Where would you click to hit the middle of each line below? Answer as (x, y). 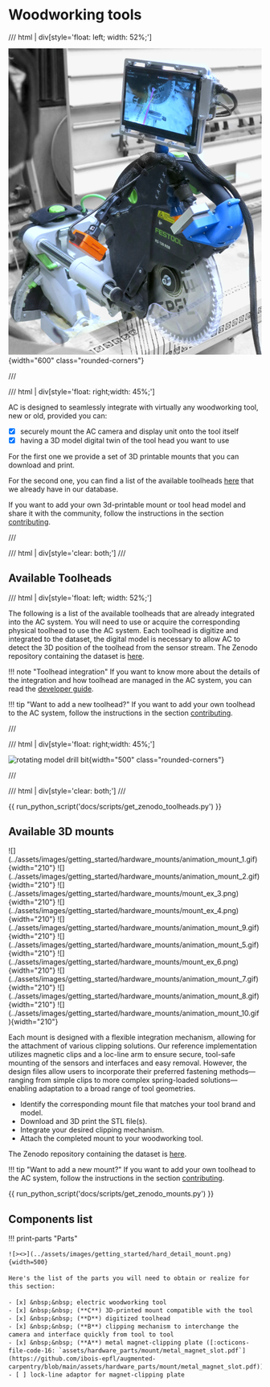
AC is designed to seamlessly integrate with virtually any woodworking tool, (133, 407)
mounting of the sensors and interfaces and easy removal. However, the (128, 1063)
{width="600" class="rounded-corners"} (76, 360)
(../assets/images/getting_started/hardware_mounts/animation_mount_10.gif (134, 1013)
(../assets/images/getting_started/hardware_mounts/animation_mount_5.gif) (134, 945)
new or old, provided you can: (58, 415)
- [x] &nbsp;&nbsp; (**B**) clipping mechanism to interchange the (124, 1327)
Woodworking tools (75, 15)
